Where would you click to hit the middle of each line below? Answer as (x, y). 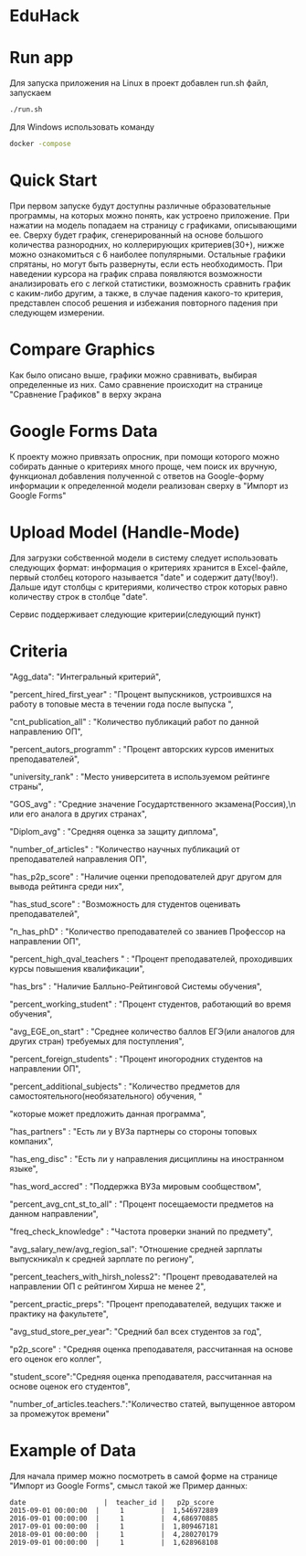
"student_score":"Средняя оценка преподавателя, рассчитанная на (141, 1376)
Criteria (39, 651)
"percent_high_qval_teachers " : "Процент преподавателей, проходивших (151, 959)
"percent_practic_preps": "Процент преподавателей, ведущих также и (145, 1304)
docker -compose (40, 144)
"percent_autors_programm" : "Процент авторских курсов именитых (142, 749)
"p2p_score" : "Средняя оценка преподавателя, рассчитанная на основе (152, 1348)
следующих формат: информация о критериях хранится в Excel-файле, (149, 567)
